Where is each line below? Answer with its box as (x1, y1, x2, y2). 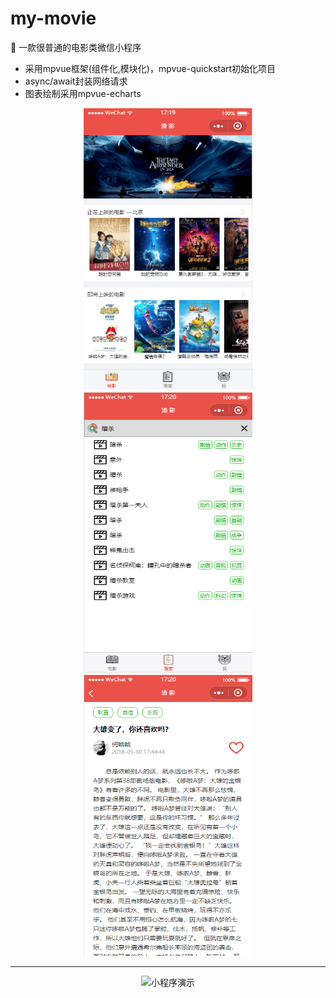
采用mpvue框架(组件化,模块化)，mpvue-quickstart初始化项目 (24, 62, 277, 74)
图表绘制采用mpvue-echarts (24, 87, 142, 99)
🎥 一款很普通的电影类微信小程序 (10, 41, 142, 53)
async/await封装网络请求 (24, 75, 128, 87)
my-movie (10, 7, 97, 30)
